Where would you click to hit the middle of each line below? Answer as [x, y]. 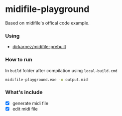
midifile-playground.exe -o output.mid [47, 80]
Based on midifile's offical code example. [47, 23]
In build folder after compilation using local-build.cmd [61, 70]
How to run [19, 60]
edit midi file [25, 109]
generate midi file [30, 103]
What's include [24, 92]
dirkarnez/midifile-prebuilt [39, 47]
